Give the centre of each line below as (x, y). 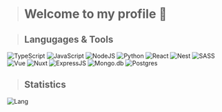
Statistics (45, 85)
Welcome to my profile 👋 (95, 14)
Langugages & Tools (69, 40)
